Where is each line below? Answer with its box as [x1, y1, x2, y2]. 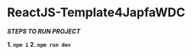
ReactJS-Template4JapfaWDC [7, 5, 186, 20]
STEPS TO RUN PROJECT [7, 27, 81, 35]
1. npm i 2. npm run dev [7, 40, 71, 48]
